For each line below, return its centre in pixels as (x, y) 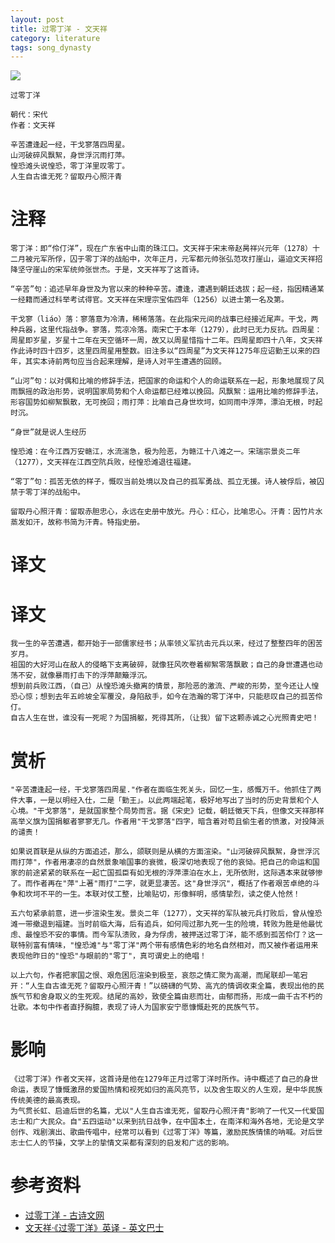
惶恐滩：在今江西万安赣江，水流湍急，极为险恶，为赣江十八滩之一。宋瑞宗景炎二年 (155, 452)
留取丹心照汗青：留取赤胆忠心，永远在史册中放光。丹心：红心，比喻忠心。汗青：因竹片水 (166, 512)
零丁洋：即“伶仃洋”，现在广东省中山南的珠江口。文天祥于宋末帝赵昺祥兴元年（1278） (161, 249)
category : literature (55, 38)
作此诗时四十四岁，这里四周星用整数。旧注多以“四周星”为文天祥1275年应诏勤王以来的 (161, 351)
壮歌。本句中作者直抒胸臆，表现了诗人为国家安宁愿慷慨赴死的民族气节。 (137, 1007)
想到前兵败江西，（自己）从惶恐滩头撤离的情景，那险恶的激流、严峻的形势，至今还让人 (161, 686)
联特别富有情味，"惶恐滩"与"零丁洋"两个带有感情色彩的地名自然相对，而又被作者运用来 (164, 946)
